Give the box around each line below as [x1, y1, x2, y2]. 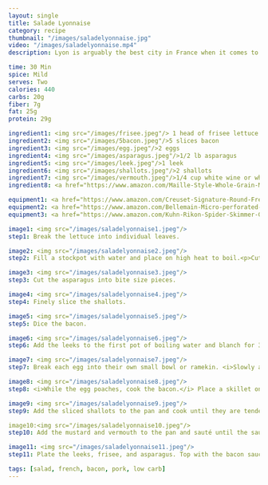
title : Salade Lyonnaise [8, 19, 91, 27]
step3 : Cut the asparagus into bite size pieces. [8, 276, 177, 284]
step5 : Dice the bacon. [8, 320, 88, 328]
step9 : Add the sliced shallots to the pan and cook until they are [8, 407, 241, 415]
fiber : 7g [8, 101, 41, 108]
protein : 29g [8, 115, 52, 124]
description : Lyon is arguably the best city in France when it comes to [8, 49, 259, 57]
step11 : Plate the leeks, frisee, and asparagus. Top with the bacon [8, 451, 245, 459]
